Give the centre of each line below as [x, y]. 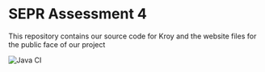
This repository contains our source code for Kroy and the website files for [132, 36]
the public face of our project [57, 44]
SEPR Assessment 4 [78, 14]
